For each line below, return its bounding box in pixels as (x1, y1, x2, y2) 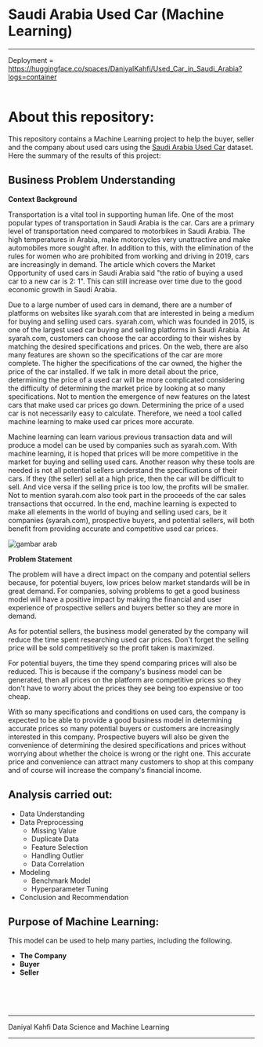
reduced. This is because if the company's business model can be (8, 666, 222, 676)
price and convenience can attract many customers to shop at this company (8, 756, 254, 767)
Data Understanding (19, 809, 85, 818)
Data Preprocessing (19, 817, 84, 826)
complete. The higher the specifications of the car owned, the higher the (8, 358, 243, 368)
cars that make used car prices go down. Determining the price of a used (8, 400, 244, 409)
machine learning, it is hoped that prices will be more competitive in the (8, 448, 239, 458)
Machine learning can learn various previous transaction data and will (8, 432, 232, 441)
